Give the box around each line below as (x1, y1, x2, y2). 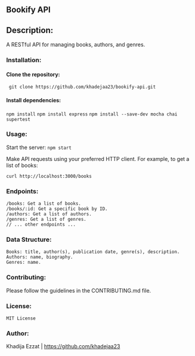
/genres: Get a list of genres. (6, 217, 86, 223)
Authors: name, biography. (6, 254, 73, 260)
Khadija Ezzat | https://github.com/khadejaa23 (6, 343, 120, 350)
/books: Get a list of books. (6, 200, 82, 207)
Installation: (6, 56, 42, 65)
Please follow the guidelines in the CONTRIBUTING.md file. (6, 287, 151, 294)
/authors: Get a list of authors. (6, 211, 92, 217)
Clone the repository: (6, 71, 60, 78)
